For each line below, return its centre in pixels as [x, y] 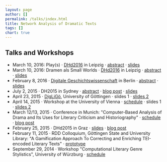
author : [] [16, 14]
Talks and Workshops [40, 53]
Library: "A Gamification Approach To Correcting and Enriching [77, 138]
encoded [21, 144]
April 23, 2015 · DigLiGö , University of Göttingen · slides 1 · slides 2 [81, 96]
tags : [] [14, 28]
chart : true [17, 33]
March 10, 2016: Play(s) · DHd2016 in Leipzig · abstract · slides [76, 64]
